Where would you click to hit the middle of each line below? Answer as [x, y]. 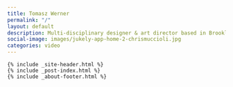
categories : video [34, 46]
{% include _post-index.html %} [54, 70]
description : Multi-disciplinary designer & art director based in [107, 33]
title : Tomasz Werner [38, 13]
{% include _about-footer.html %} [57, 77]
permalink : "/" [29, 20]
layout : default [31, 26]
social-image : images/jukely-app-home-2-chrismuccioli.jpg [94, 39]
